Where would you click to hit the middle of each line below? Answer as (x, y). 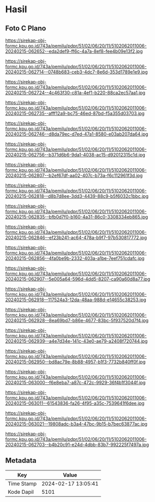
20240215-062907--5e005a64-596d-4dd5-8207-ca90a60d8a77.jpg (78, 279)
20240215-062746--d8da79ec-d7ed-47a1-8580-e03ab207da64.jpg (77, 134)
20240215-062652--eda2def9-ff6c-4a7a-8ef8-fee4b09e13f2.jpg (74, 51)
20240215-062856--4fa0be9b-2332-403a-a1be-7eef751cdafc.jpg (75, 258)
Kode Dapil (21, 492)
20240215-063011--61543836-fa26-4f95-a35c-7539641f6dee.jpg (75, 403)
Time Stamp (22, 484)
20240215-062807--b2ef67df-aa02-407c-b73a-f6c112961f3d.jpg (74, 175)
